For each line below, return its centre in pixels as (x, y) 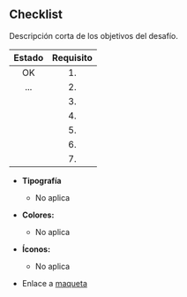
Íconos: (36, 249)
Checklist (36, 15)
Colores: (38, 215)
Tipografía (41, 180)
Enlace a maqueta (55, 283)
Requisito (72, 57)
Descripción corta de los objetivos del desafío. (93, 35)
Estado (29, 57)
